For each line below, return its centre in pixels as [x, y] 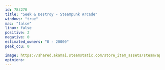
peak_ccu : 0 [17, 46]
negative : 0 [17, 37]
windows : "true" [22, 19]
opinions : [15, 60]
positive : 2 [17, 33]
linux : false [18, 28]
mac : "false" [18, 23]
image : [12, 55]
